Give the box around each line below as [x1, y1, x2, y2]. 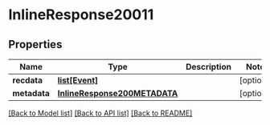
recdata [12, 75, 43, 86]
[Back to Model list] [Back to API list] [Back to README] [8, 108, 193, 118]
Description [186, 62, 231, 72]
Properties [8, 38, 63, 51]
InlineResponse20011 [8, 6, 154, 24]
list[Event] [57, 75, 99, 86]
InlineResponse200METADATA [57, 88, 178, 99]
